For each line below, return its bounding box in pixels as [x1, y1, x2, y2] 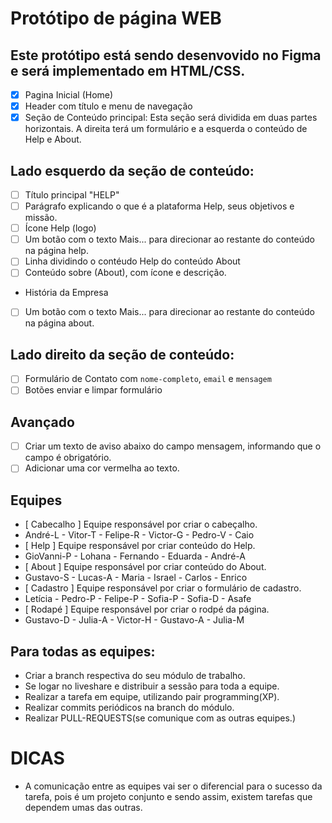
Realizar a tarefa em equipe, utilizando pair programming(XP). [24, 690, 280, 702]
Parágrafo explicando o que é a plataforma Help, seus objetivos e [24, 200, 295, 212]
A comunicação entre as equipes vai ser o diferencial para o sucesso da [24, 780, 323, 792]
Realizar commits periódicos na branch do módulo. [24, 701, 235, 713]
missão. [24, 212, 58, 224]
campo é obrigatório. [24, 452, 112, 464]
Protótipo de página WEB [10, 7, 222, 30]
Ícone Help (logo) [24, 222, 97, 234]
